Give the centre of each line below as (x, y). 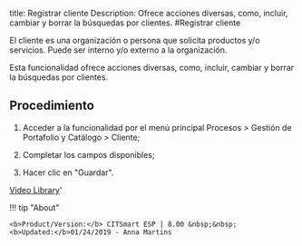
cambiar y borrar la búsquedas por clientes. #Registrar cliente (125, 23)
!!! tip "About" (34, 207)
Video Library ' (36, 190)
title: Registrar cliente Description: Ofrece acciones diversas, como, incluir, (149, 13)
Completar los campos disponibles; (88, 154)
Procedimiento (52, 106)
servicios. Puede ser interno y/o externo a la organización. (118, 50)
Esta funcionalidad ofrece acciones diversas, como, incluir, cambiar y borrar (152, 68)
